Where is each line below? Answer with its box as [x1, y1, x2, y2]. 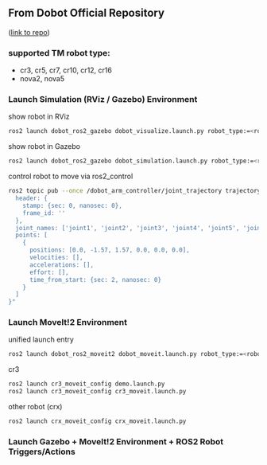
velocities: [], [29, 254, 83, 262]
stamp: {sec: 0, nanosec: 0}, [22, 201, 123, 209]
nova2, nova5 [19, 74, 65, 84]
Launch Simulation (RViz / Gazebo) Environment [8, 94, 198, 105]
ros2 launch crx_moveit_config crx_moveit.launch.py [8, 417, 187, 425]
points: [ [15, 231, 48, 240]
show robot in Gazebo [8, 142, 81, 151]
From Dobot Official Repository [8, 6, 165, 20]
